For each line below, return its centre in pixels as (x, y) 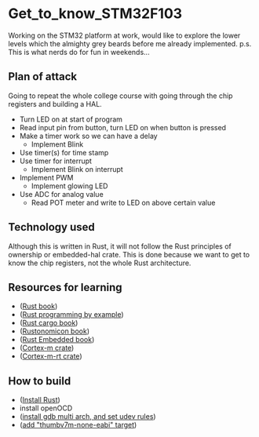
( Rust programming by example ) (71, 315)
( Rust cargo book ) (49, 323)
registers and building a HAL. (55, 104)
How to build (40, 381)
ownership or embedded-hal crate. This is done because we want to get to (129, 254)
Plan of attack (42, 76)
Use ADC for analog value (61, 194)
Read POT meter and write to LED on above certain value (123, 202)
